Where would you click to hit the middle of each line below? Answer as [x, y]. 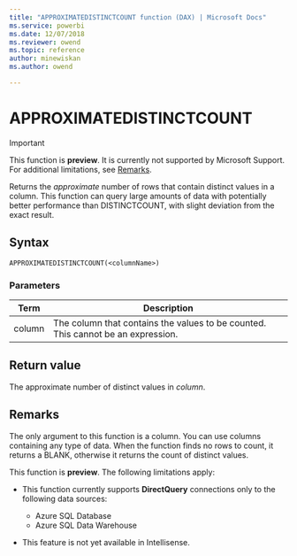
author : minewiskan [45, 58]
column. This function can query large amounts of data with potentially [138, 196]
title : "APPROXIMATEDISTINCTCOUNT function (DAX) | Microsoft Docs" [138, 17]
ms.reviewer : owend [45, 42]
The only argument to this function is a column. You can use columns [135, 436]
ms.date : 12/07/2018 [47, 34]
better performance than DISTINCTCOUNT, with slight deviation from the [142, 205]
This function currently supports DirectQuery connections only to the [148, 489]
